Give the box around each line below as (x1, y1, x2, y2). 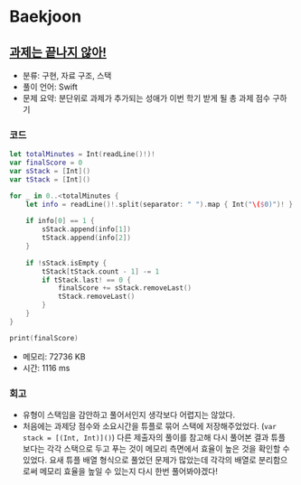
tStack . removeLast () (57, 292, 136, 302)
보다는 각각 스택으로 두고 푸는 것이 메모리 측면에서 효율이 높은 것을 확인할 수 (22, 443, 291, 453)
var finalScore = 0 (9, 158, 83, 168)
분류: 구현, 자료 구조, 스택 (22, 70, 112, 80)
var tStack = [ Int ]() (9, 174, 91, 184)
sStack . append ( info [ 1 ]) (42, 225, 131, 234)
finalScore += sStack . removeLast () (57, 284, 193, 293)
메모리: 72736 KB (22, 350, 86, 362)
